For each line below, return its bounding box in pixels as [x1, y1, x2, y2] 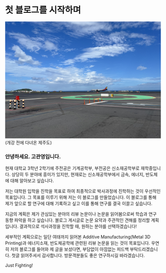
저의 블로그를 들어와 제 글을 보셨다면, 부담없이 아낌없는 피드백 [10, 246, 129, 252]
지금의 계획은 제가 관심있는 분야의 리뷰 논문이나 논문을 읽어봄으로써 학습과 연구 [5, 211, 157, 217]
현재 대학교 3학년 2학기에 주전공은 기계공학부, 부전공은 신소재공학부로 [5, 165, 140, 171]
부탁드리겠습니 [130, 246, 158, 252]
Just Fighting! [5, 263, 33, 269]
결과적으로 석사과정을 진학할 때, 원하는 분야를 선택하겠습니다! [19, 224, 137, 229]
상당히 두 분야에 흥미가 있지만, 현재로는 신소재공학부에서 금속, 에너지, [11, 172, 145, 178]
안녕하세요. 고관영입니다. [5, 153, 61, 160]
